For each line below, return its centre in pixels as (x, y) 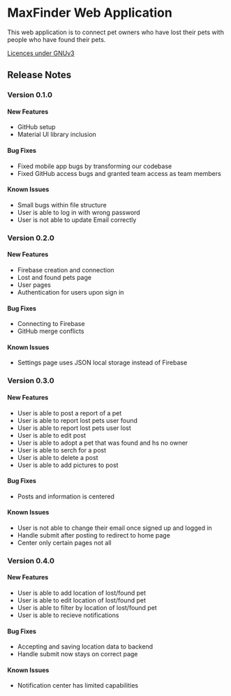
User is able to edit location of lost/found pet (82, 600)
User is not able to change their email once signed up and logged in (115, 528)
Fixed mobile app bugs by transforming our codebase (95, 166)
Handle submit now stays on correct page (77, 654)
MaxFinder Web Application (90, 13)
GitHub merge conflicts (51, 331)
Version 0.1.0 (30, 95)
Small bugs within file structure (62, 205)
